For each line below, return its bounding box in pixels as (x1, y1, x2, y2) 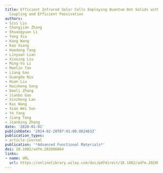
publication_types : (5, 133, 45, 138)
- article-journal (5, 138, 42, 143)
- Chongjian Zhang (5, 25, 42, 30)
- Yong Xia (5, 34, 27, 39)
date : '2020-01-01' (5, 124, 45, 129)
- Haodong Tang (5, 47, 36, 52)
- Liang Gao (5, 70, 29, 75)
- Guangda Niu (5, 75, 34, 79)
